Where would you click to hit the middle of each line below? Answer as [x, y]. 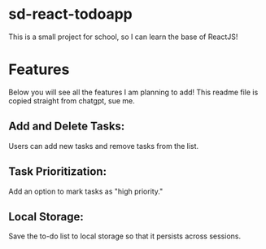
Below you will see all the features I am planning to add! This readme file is [133, 92]
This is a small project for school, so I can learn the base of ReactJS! [123, 37]
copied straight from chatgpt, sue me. [72, 100]
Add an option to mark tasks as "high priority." [86, 191]
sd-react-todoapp [70, 14]
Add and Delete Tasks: [67, 127]
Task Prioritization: [58, 172]
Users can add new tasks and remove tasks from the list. [104, 146]
